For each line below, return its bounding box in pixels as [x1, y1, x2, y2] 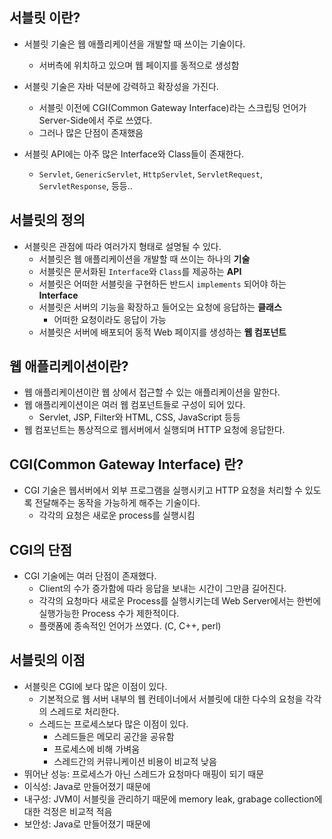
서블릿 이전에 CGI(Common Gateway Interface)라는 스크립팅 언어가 [38, 101, 307, 113]
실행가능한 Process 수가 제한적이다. [38, 608, 180, 620]
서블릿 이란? [9, 9, 81, 27]
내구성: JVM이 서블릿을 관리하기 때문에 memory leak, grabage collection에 [23, 793, 323, 805]
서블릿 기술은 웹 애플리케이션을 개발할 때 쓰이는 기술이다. [23, 38, 246, 50]
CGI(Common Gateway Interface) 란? [9, 456, 244, 473]
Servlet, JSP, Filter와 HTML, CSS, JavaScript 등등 [38, 411, 241, 423]
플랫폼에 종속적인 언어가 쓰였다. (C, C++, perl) [38, 620, 222, 632]
